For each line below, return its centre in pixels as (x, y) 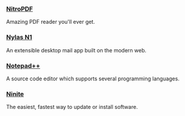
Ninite (15, 94)
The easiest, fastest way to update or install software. (72, 107)
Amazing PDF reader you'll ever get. (51, 22)
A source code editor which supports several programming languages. (93, 79)
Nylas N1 (19, 37)
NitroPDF (20, 9)
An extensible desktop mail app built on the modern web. (76, 50)
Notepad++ (23, 65)
